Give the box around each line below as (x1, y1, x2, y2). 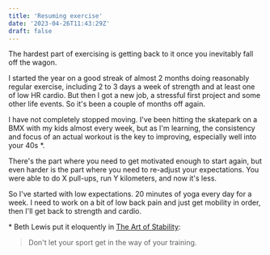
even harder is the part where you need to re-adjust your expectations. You (8, 165, 259, 175)
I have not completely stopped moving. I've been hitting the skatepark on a (8, 115, 258, 125)
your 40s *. (8, 141, 45, 151)
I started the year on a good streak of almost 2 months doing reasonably (8, 74, 250, 83)
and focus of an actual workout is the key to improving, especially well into (8, 132, 257, 142)
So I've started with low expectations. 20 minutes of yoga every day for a (8, 189, 252, 199)
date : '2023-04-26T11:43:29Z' (8, 19, 111, 28)
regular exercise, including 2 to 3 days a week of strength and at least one (8, 82, 255, 91)
